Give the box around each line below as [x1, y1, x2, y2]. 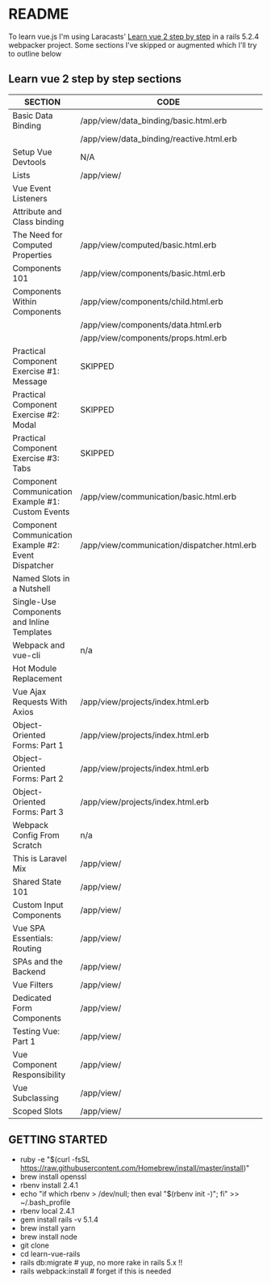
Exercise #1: [12, 365, 60, 377]
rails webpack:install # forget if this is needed [19, 1266, 172, 1276]
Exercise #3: [12, 452, 60, 463]
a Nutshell [12, 583, 51, 594]
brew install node [19, 1231, 78, 1241]
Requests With [12, 696, 68, 707]
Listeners [12, 192, 48, 204]
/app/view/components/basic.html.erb [80, 268, 226, 279]
